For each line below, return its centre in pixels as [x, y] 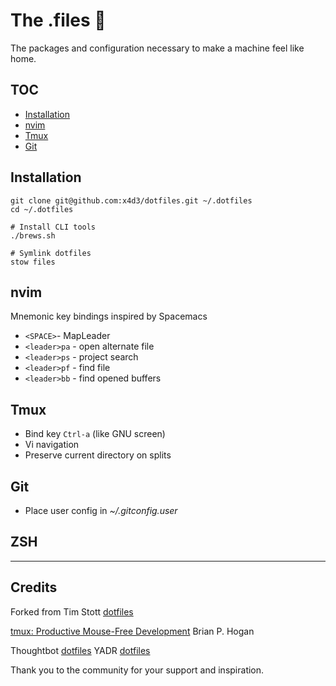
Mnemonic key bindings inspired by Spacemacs [109, 316]
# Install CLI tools [53, 227]
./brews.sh [33, 235]
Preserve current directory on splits [98, 455]
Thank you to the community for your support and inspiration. [137, 670]
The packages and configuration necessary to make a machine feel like [157, 48]
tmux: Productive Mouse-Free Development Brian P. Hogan [132, 631]
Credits [34, 587]
